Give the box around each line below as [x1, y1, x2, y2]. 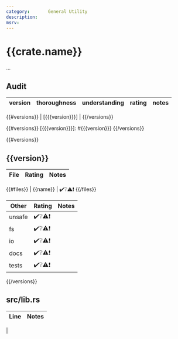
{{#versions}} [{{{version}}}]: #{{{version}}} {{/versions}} [6, 125, 145, 132]
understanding [81, 99, 125, 107]
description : [6, 14, 38, 20]
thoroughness [36, 99, 77, 107]
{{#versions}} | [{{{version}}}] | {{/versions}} [6, 113, 114, 120]
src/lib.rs [6, 295, 40, 305]
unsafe [9, 213, 28, 221]
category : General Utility [6, 8, 88, 15]
